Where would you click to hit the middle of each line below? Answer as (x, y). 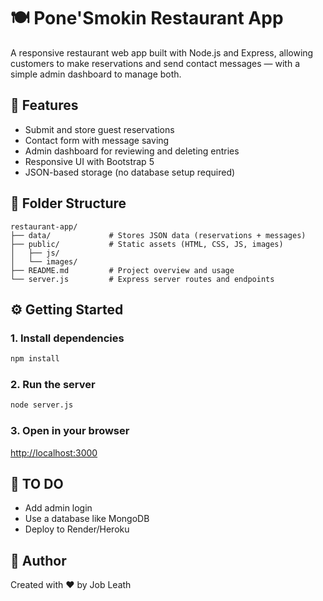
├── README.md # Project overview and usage (122, 270)
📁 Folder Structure (68, 203)
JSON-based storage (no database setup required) (130, 172)
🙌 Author (38, 560)
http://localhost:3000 (54, 452)
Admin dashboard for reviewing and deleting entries (132, 151)
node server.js (42, 405)
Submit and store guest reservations (99, 129)
